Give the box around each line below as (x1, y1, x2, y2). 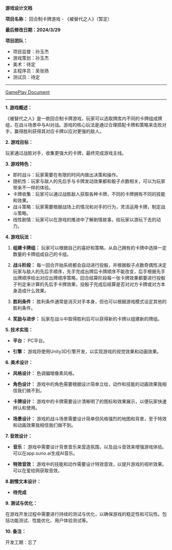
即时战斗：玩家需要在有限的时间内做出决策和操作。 (12, 172, 121, 178)
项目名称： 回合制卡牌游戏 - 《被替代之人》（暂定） (5, 16, 113, 22)
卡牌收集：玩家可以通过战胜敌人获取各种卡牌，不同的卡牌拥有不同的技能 (12, 191, 165, 197)
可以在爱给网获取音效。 (12, 468, 62, 473)
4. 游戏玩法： (5, 234, 33, 240)
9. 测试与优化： (5, 500, 38, 506)
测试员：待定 (12, 74, 40, 80)
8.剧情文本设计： (5, 478, 41, 484)
